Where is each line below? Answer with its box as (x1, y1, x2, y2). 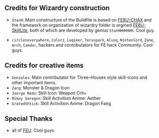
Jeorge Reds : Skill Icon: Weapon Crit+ (11, 90, 87, 96)
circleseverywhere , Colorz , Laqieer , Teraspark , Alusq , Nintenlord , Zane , (11, 37, 155, 43)
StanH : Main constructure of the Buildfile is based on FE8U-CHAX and (11, 17, 152, 23)
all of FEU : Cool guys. (11, 127, 56, 134)
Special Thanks (4, 115, 53, 123)
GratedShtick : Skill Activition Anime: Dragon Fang (11, 100, 111, 106)
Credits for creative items (4, 61, 84, 70)
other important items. (11, 79, 57, 85)
